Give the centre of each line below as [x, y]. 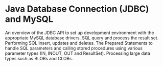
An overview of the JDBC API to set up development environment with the [80, 33]
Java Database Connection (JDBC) [77, 9]
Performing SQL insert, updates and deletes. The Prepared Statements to [79, 43]
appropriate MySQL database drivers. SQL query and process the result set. [82, 38]
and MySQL [29, 19]
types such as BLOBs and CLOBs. [39, 58]
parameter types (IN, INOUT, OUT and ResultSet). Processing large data [78, 53]
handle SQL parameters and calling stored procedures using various [74, 48]
